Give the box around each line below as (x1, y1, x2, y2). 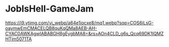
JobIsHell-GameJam (5, 3, 94, 15)
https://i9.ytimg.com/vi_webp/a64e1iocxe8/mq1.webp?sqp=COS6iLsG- (5, 20, 154, 26)
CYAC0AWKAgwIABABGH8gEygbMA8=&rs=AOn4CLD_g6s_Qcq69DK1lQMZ (5, 30, 164, 36)
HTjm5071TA (5, 36, 32, 42)
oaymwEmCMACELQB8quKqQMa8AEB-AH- (5, 25, 97, 31)
